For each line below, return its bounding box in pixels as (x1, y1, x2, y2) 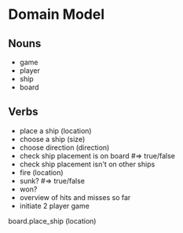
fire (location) (19, 167, 64, 177)
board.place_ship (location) (8, 216, 97, 225)
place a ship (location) (19, 126, 92, 135)
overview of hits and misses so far (19, 192, 131, 202)
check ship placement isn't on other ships (19, 159, 156, 169)
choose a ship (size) (19, 134, 86, 144)
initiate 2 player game (19, 201, 90, 210)
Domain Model (8, 5, 105, 24)
